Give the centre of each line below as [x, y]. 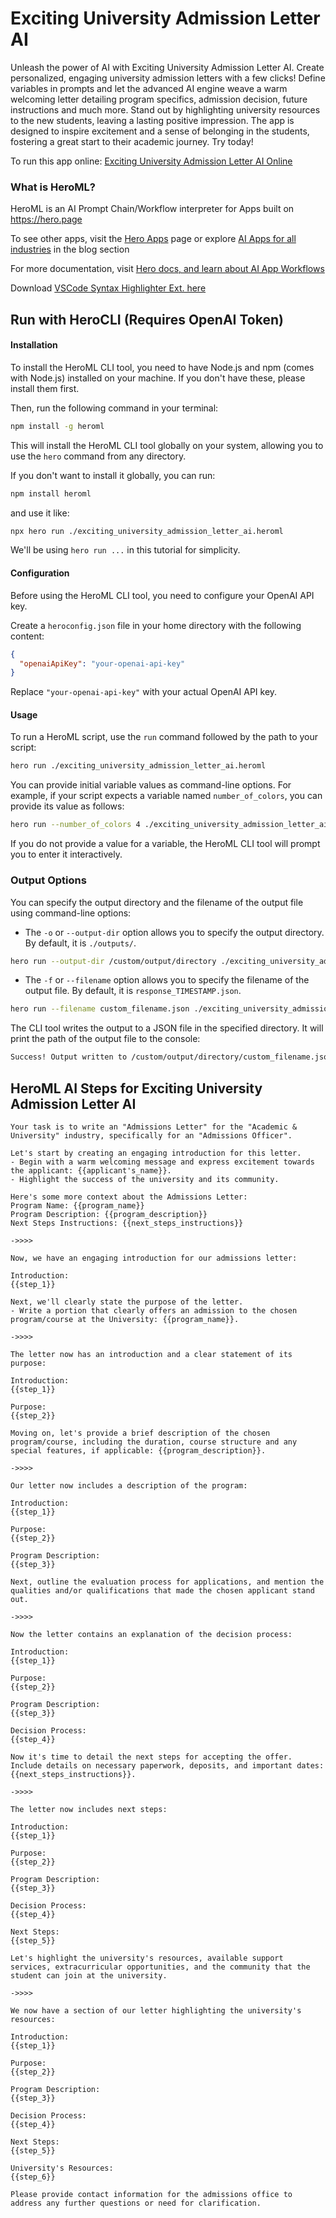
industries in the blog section [70, 249]
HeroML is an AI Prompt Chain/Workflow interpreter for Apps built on [152, 209]
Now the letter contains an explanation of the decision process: [151, 1634]
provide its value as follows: [67, 806]
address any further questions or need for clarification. [136, 2203]
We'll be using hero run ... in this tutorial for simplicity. [125, 550]
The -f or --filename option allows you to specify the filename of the [167, 980]
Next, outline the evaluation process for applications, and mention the [167, 1582]
